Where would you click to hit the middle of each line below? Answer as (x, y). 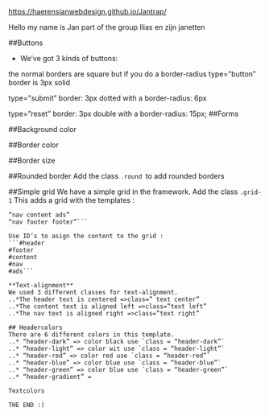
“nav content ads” (39, 215)
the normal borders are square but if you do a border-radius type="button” (132, 74)
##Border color (33, 145)
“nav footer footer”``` (48, 222)
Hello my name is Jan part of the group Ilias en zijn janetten (107, 27)
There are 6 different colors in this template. (91, 335)
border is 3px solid (39, 82)
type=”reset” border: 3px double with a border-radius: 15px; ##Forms (124, 113)
